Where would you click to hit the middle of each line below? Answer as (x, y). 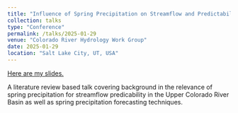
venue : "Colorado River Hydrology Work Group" (77, 40)
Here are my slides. (35, 73)
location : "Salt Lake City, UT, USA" (63, 54)
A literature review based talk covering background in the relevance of (110, 87)
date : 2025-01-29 (33, 47)
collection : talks (34, 20)
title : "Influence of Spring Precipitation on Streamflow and (101, 14)
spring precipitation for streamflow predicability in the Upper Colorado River (118, 94)
